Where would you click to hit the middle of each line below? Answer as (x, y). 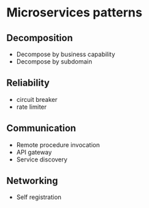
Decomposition (40, 38)
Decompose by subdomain (54, 62)
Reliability (28, 83)
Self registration (39, 197)
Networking (32, 181)
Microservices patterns (74, 13)
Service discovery (42, 159)
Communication (41, 128)
